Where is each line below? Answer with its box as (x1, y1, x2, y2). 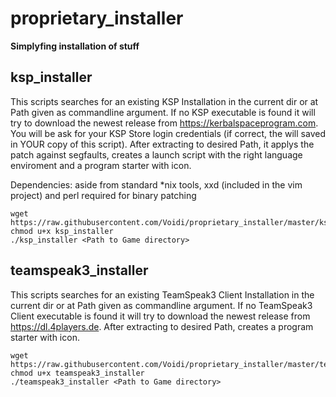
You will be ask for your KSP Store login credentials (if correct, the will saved (10, 127, 326, 139)
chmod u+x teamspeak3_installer (10, 368, 145, 378)
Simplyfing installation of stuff (10, 40, 140, 52)
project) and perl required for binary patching (10, 189, 197, 201)
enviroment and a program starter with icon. (10, 159, 192, 171)
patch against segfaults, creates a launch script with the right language (10, 148, 303, 161)
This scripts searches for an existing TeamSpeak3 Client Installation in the (10, 288, 315, 301)
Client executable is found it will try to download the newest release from (10, 310, 311, 322)
